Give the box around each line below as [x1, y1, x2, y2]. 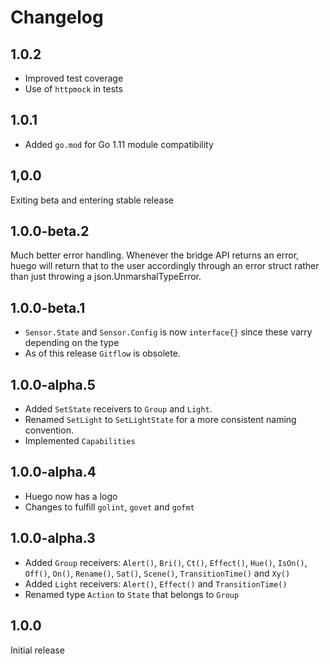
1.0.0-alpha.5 [10, 376, 96, 393]
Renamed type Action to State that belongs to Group [24, 588, 240, 600]
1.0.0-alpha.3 [10, 530, 96, 547]
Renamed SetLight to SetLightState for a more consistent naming [24, 414, 297, 426]
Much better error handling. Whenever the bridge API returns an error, [10, 249, 300, 261]
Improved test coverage [24, 72, 124, 84]
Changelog [10, 6, 104, 29]
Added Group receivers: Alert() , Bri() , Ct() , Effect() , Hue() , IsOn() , [24, 556, 308, 568]
